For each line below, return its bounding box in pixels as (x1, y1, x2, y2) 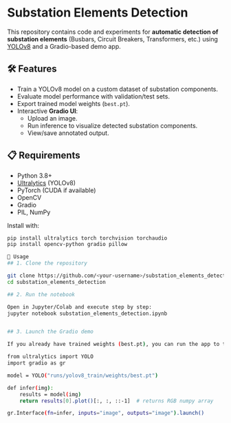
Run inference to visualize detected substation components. (27, 121, 198, 130)
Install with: (7, 221, 40, 229)
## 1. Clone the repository (7, 260, 88, 267)
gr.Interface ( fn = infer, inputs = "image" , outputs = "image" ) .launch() (7, 410, 205, 417)
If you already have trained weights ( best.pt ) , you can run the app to (7, 341, 220, 348)
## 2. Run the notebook (7, 291, 76, 298)
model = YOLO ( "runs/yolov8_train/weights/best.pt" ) (7, 372, 158, 379)
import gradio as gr (7, 360, 67, 367)
